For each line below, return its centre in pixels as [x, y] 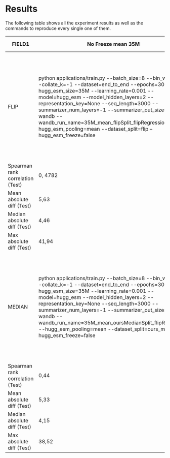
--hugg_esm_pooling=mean [73, 329]
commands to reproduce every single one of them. [58, 28]
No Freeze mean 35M [113, 44]
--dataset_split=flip [125, 129]
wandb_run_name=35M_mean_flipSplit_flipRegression [103, 123]
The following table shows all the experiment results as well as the [74, 23]
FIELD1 [20, 44]
